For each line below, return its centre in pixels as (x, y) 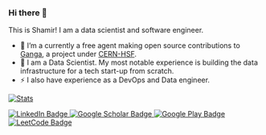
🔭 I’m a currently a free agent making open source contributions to (130, 46)
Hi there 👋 (28, 13)
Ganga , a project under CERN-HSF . (78, 54)
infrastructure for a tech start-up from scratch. (97, 71)
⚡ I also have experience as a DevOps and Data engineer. (115, 80)
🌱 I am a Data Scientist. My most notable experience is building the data (139, 62)
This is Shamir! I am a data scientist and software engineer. (106, 30)
